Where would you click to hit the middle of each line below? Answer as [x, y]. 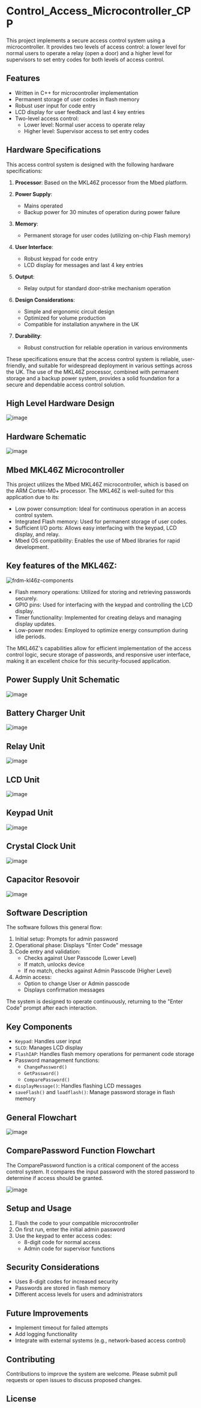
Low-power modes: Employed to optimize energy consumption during [101, 630]
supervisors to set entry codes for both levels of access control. [85, 59]
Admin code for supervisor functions [69, 1248]
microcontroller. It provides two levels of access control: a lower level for [96, 47]
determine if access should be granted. [55, 1178]
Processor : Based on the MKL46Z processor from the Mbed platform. [101, 182]
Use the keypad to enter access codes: [63, 1236]
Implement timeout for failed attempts [61, 1328]
